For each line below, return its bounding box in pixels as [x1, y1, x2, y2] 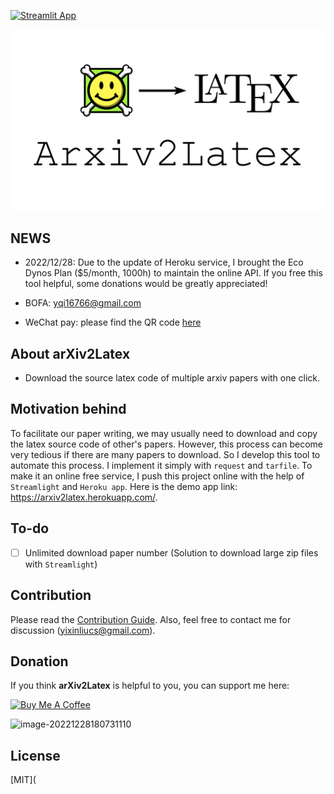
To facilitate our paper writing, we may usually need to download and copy [10, 427, 318, 439]
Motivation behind [10, 401, 127, 418]
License [10, 747, 61, 764]
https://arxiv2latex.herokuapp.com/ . [10, 491, 158, 503]
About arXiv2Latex [10, 345, 131, 362]
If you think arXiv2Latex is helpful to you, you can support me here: [10, 680, 290, 692]
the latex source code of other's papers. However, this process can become [10, 438, 323, 450]
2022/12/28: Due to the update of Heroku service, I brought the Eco [24, 256, 304, 269]
